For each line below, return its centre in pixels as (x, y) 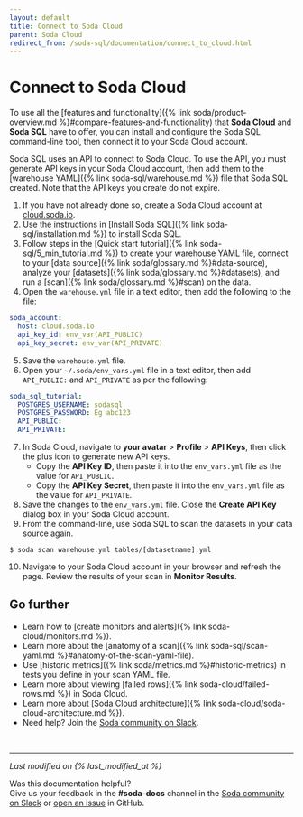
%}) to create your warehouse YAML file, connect (196, 253)
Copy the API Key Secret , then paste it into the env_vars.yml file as (161, 485)
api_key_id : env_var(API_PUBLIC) (80, 334)
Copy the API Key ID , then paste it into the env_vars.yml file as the (159, 466)
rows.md (39, 693)
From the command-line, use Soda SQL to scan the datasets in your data (157, 524)
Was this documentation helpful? (70, 784)
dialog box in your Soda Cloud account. (96, 514)
